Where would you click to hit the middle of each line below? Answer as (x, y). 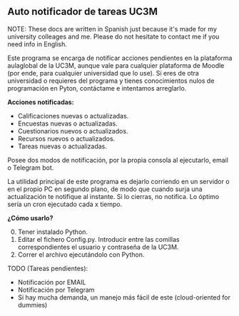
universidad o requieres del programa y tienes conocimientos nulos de (111, 81)
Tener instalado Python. (52, 232)
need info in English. (37, 44)
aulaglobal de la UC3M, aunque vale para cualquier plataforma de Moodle (116, 65)
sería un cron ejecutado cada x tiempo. (65, 204)
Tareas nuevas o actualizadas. (62, 146)
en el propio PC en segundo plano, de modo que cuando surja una (105, 189)
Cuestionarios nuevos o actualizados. (73, 131)
